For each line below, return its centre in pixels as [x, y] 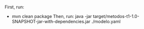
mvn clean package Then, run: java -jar [52, 16]
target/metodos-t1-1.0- [116, 16]
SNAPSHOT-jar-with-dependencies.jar [51, 22]
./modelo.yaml [106, 22]
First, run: [14, 7]
